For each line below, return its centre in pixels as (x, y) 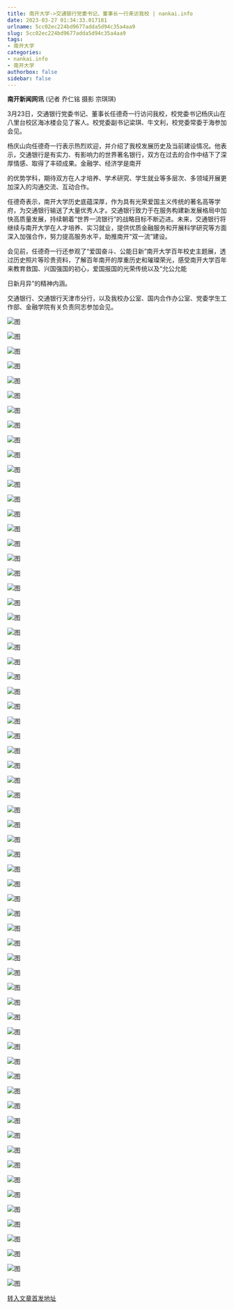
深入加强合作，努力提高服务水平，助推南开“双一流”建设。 (89, 237)
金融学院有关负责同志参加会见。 (71, 307)
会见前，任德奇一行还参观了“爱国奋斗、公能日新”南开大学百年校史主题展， (114, 251)
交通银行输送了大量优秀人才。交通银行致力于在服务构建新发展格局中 (123, 210)
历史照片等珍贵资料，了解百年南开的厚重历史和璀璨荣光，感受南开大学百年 (120, 260)
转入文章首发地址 (32, 1299)
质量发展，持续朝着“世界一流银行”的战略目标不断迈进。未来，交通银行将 (123, 219)
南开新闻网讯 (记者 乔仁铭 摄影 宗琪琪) (62, 99)
